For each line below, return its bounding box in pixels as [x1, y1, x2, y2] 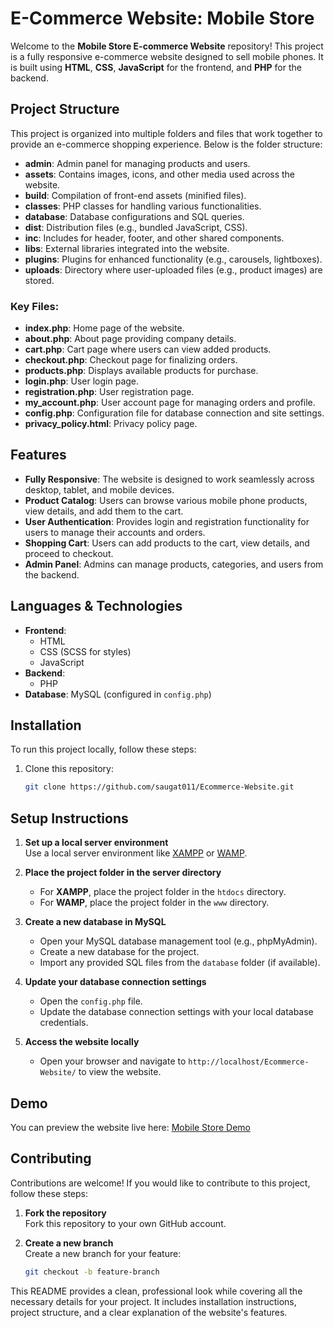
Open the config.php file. [39, 995, 143, 1007]
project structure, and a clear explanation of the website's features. [10, 1306, 288, 1318]
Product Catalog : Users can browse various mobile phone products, [24, 494, 308, 506]
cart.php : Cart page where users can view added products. [24, 343, 272, 356]
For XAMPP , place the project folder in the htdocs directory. [39, 886, 287, 898]
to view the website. [78, 1066, 162, 1078]
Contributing [10, 1150, 92, 1167]
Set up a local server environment [24, 837, 169, 849]
